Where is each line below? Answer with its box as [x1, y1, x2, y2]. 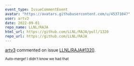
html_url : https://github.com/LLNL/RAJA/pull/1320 [5, 29, 109, 34]
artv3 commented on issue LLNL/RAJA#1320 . [5, 47, 95, 53]
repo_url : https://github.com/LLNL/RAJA [5, 34, 88, 39]
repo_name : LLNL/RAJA [5, 25, 49, 30]
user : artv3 [5, 16, 29, 21]
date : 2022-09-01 [5, 20, 40, 26]
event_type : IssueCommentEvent [5, 7, 68, 12]
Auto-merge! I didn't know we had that [5, 56, 69, 61]
